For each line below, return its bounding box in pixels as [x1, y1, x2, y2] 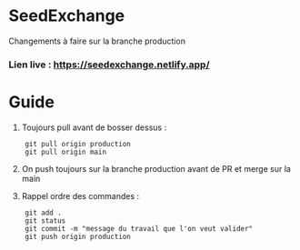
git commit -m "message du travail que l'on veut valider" [25, 224, 254, 233]
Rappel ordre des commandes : [21, 190, 140, 201]
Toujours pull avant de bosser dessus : [21, 122, 167, 133]
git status [25, 215, 66, 225]
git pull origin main [25, 147, 106, 156]
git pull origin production [25, 139, 131, 148]
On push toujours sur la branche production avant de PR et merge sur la [21, 163, 292, 174]
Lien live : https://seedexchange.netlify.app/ [8, 58, 210, 71]
